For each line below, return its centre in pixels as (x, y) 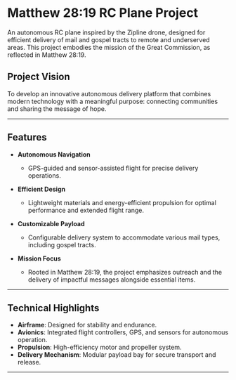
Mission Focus (39, 258)
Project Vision (39, 77)
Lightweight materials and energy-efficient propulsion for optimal (122, 202)
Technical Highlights (53, 308)
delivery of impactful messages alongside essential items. (112, 280)
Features (27, 137)
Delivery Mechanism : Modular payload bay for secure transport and (117, 355)
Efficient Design (41, 189)
